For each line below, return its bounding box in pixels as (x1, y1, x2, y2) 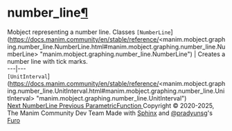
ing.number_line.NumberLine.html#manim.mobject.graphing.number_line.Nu (7, 42, 226, 51)
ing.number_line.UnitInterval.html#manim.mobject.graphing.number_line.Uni (7, 87, 225, 95)
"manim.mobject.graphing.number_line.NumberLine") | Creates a (39, 50, 226, 58)
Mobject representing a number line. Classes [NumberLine (7, 28, 171, 36)
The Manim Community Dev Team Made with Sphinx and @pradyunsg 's (7, 109, 213, 117)
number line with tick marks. (7, 57, 88, 65)
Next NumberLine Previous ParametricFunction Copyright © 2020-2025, (7, 101, 215, 110)
